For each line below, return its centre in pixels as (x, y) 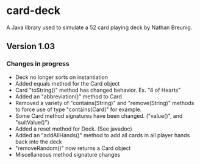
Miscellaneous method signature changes (68, 154)
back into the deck (38, 142)
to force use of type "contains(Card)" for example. (78, 109)
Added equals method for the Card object (67, 83)
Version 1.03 (31, 46)
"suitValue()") (32, 122)
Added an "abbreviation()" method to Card (68, 96)
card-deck (34, 11)
